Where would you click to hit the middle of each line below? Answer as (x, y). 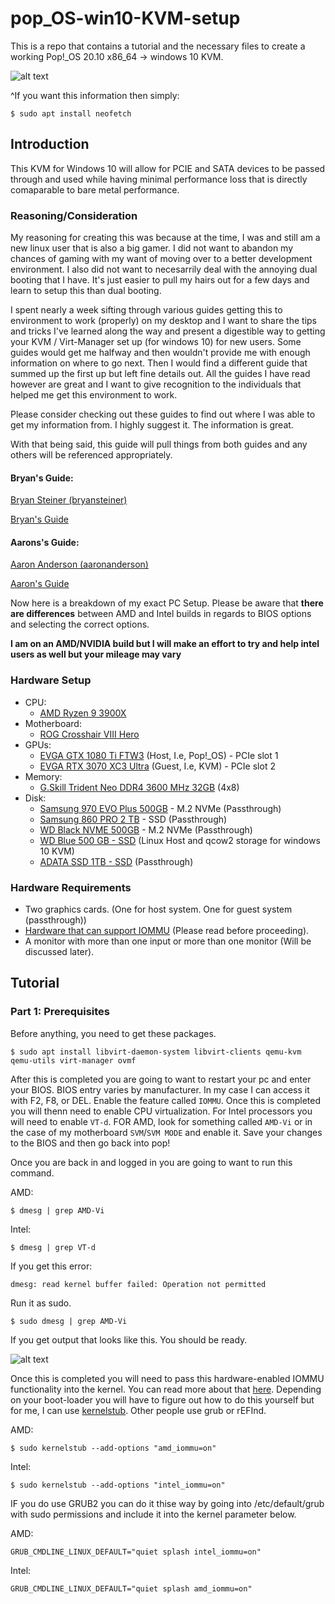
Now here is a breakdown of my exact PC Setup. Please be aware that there (167, 603)
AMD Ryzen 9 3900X (83, 713)
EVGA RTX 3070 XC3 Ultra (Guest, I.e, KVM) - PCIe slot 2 (157, 766)
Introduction (50, 144)
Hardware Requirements (71, 887)
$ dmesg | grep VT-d (53, 1247)
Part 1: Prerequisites (60, 1012)
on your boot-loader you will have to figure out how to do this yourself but (162, 1399)
